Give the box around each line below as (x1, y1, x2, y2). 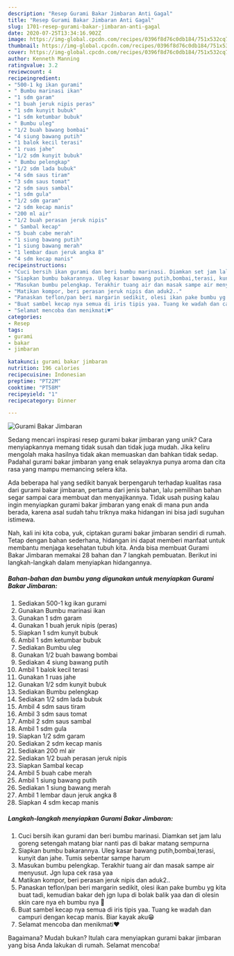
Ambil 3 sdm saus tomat (17, 710, 87, 719)
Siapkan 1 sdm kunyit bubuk (17, 629, 99, 637)
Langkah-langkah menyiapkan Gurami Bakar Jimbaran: (8, 814, 174, 823)
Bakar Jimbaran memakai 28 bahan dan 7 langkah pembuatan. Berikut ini (8, 551, 217, 560)
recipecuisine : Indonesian (8, 371, 86, 378)
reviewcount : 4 (8, 68, 52, 75)
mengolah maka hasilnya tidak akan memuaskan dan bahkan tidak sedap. (8, 451, 219, 459)
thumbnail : (8, 42, 40, 49)
